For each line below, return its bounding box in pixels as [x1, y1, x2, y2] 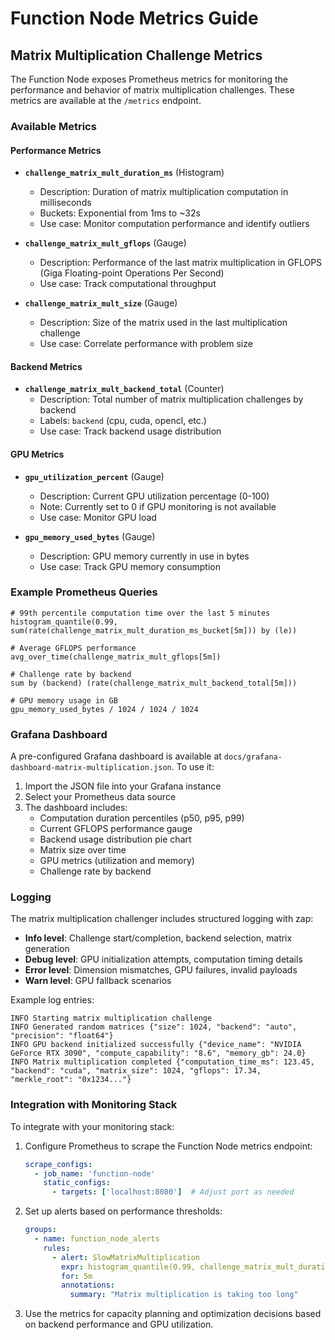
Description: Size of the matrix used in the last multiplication [39, 317, 288, 329]
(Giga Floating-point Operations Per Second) [39, 267, 225, 279]
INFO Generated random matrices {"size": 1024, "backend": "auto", [10, 1022, 298, 1032]
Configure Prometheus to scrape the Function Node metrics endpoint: [24, 1140, 313, 1152]
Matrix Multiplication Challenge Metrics [10, 47, 263, 64]
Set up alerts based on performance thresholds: [24, 1205, 223, 1217]
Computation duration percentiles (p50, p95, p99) [39, 812, 245, 824]
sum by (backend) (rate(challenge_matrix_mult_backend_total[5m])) [10, 678, 298, 688]
